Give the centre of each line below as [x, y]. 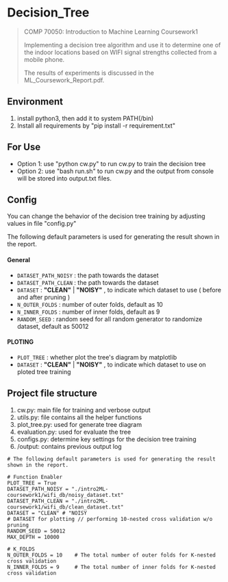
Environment [35, 102]
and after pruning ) [43, 297]
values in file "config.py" [42, 224]
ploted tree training [44, 371]
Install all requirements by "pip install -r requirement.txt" [96, 126]
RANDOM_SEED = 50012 [37, 531]
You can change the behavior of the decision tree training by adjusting [106, 216]
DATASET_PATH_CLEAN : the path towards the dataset [88, 282]
